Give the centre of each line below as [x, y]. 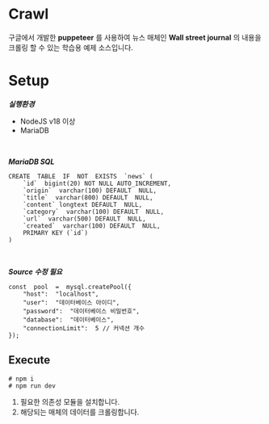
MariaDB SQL [32, 162]
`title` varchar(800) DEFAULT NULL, [88, 197]
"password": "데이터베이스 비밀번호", [81, 311]
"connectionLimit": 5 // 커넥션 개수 [84, 328]
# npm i [21, 379]
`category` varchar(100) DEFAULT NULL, [93, 212]
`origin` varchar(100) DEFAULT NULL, [90, 191]
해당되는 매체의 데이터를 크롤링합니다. [80, 412]
